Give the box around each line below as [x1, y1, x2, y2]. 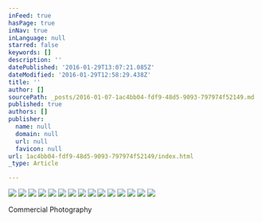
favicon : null [15, 145, 62, 153]
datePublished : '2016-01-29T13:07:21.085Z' [8, 64, 155, 72]
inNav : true [8, 26, 48, 34]
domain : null [15, 130, 59, 138]
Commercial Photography [8, 204, 92, 215]
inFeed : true [8, 11, 52, 20]
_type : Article [8, 160, 59, 168]
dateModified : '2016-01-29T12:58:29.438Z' [8, 71, 151, 79]
